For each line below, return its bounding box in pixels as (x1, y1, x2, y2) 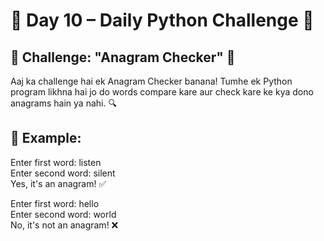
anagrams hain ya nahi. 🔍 (10, 97, 117, 109)
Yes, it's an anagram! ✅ (10, 177, 107, 189)
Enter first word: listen (10, 156, 102, 168)
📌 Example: (10, 130, 82, 147)
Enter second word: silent (10, 167, 116, 179)
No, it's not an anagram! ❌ (10, 219, 119, 231)
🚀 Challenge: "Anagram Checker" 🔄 (10, 49, 236, 66)
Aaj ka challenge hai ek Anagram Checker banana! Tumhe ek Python (10, 75, 293, 87)
